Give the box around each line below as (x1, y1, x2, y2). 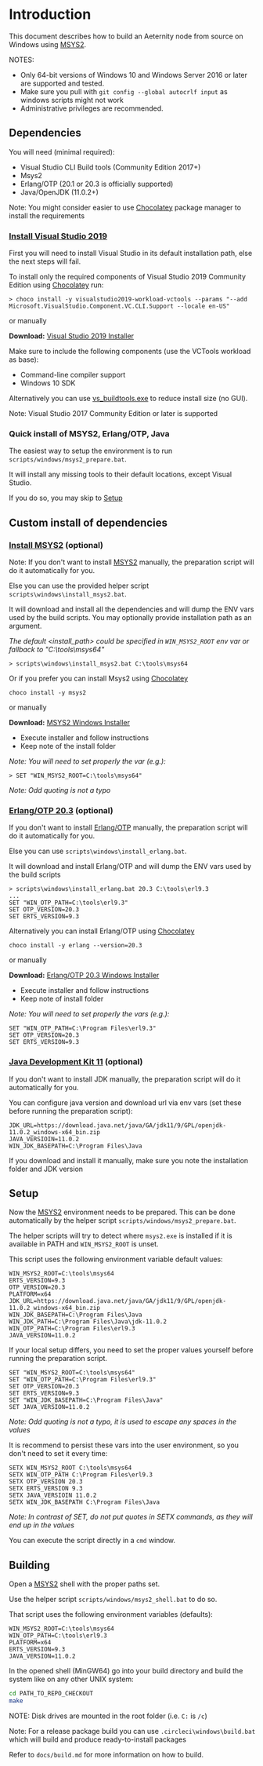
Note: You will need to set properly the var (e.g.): (9, 757, 167, 766)
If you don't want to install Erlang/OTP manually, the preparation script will (9, 823, 248, 833)
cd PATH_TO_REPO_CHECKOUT (9, 1690, 93, 1698)
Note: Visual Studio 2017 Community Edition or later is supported (9, 409, 218, 418)
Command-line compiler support (20, 370, 126, 380)
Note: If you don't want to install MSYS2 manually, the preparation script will (9, 557, 254, 567)
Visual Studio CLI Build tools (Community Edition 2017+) (20, 162, 201, 172)
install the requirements (9, 210, 85, 221)
